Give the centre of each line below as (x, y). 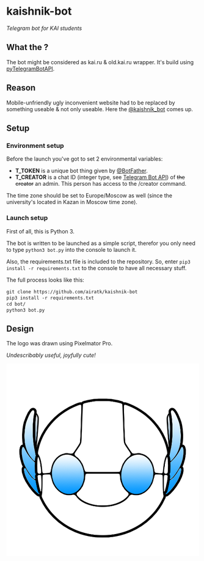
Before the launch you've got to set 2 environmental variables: (85, 159)
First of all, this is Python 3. (41, 231)
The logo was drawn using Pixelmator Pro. (60, 343)
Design (20, 328)
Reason (21, 88)
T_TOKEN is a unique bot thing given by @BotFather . (81, 171)
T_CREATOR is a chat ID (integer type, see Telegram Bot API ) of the (100, 177)
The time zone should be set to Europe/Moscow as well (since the (89, 196)
